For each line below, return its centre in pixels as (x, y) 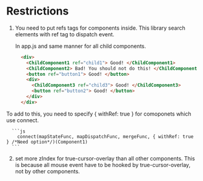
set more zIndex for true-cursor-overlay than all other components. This (105, 158)
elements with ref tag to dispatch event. (65, 34)
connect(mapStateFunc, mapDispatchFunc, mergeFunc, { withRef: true (105, 137)
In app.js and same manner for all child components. (81, 46)
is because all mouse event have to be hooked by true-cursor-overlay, (103, 165)
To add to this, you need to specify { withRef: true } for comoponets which (99, 114)
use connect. (23, 120)
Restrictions (38, 11)
